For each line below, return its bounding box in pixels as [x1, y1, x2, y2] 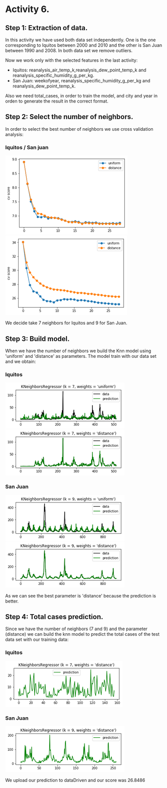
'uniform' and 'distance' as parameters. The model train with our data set [5, 353, 157, 359]
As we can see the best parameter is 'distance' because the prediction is [5, 593, 156, 599]
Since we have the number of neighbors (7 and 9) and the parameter [5, 626, 148, 632]
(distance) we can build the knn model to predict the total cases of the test [5, 631, 160, 637]
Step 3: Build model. [5, 334, 70, 343]
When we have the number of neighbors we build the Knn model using [5, 348, 151, 354]
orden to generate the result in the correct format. [5, 98, 109, 104]
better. [5, 598, 19, 604]
